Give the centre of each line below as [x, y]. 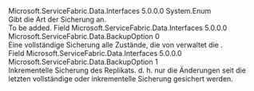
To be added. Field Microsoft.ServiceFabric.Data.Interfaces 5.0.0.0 [118, 28]
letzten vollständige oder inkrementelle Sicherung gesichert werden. [121, 79]
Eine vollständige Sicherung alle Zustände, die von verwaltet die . [116, 45]
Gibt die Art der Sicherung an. [57, 19]
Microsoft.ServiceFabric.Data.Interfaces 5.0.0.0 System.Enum [110, 11]
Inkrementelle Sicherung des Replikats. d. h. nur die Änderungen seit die [127, 70]
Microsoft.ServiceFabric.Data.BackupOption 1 [83, 62]
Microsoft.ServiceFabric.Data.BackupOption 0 [84, 36]
